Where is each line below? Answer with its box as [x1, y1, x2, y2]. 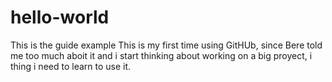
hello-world [10, 6, 110, 29]
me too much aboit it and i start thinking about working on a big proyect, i [10, 49, 313, 61]
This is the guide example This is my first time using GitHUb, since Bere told [10, 39, 323, 51]
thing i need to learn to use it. [10, 60, 132, 72]
